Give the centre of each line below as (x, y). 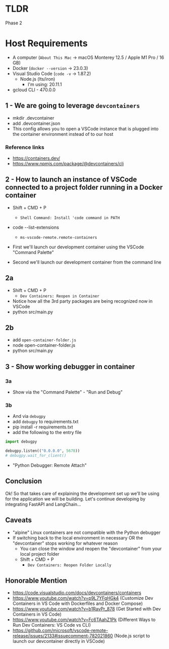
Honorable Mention (36, 581)
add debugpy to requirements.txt (45, 422)
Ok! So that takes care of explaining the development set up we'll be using (82, 493)
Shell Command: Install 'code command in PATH (70, 218)
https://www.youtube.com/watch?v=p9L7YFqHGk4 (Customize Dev (83, 598)
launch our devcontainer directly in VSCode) (59, 641)
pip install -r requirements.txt (43, 427)
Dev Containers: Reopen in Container (60, 296)
